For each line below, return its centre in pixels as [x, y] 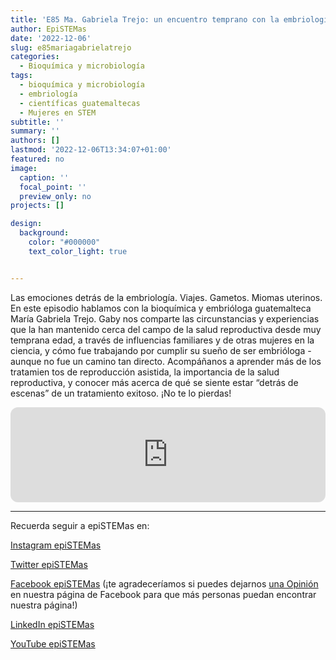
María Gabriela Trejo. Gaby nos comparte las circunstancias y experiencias [165, 318]
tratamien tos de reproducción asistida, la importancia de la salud [145, 372]
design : [26, 224]
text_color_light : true [78, 251]
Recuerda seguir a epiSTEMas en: [80, 525]
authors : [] [35, 141]
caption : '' [44, 177]
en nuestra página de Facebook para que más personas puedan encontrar [163, 594]
